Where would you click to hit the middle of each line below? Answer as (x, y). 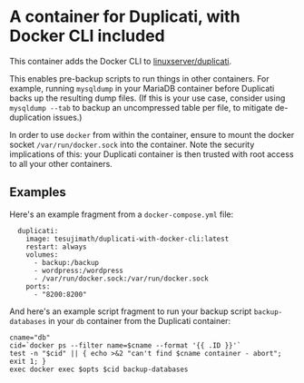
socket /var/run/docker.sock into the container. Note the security (132, 144)
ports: (38, 286)
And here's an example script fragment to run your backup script (131, 311)
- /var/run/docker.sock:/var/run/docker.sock (121, 279)
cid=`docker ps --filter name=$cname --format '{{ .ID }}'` (126, 345)
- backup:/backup (66, 262)
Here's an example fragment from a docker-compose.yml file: (122, 214)
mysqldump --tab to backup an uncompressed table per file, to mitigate (141, 107)
